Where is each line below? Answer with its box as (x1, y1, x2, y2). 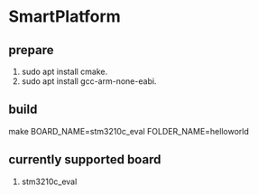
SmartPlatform (8, 6, 121, 27)
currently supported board (8, 152, 161, 168)
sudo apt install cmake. (21, 66, 108, 77)
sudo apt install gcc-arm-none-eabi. (21, 76, 157, 87)
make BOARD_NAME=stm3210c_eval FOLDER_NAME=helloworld (8, 125, 250, 136)
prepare (8, 42, 54, 58)
